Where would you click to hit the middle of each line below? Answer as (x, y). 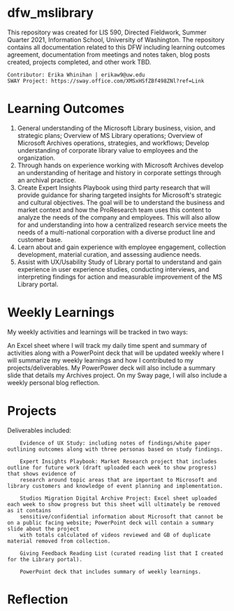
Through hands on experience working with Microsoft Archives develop (120, 165)
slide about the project (43, 529)
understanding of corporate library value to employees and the (108, 150)
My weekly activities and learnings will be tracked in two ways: (98, 332)
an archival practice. (47, 180)
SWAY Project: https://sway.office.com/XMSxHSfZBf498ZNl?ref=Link (106, 81)
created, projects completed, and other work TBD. (79, 62)
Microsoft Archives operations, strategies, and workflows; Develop (113, 143)
